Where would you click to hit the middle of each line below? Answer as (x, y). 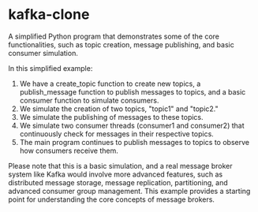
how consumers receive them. (69, 151)
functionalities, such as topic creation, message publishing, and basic (121, 44)
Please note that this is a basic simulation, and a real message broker (120, 166)
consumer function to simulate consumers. (89, 100)
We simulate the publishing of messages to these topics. (111, 117)
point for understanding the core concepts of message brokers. (112, 199)
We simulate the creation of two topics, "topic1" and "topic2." (119, 109)
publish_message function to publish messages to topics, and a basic (133, 91)
